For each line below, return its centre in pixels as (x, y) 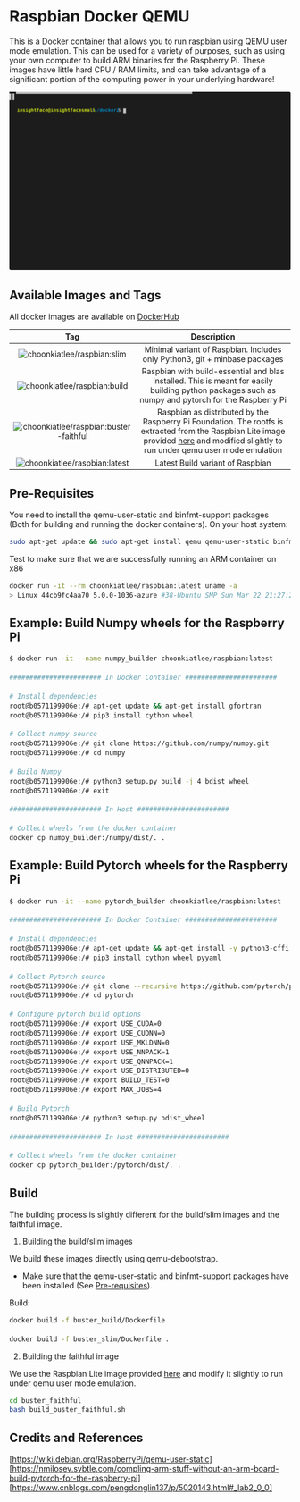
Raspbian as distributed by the (213, 412)
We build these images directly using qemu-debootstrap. (114, 1258)
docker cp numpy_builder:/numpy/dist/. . (87, 838)
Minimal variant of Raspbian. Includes (213, 349)
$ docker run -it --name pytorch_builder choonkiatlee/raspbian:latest (145, 901)
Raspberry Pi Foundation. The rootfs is (213, 422)
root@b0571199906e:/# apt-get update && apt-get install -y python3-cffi (150, 949)
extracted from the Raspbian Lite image (213, 432)
